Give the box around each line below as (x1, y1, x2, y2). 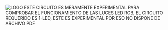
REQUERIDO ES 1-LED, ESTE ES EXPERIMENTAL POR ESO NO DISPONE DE (5, 15, 160, 21)
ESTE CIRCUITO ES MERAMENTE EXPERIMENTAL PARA (24, 5, 140, 10)
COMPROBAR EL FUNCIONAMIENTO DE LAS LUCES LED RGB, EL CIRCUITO (5, 10, 163, 16)
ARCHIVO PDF (5, 20, 35, 26)
